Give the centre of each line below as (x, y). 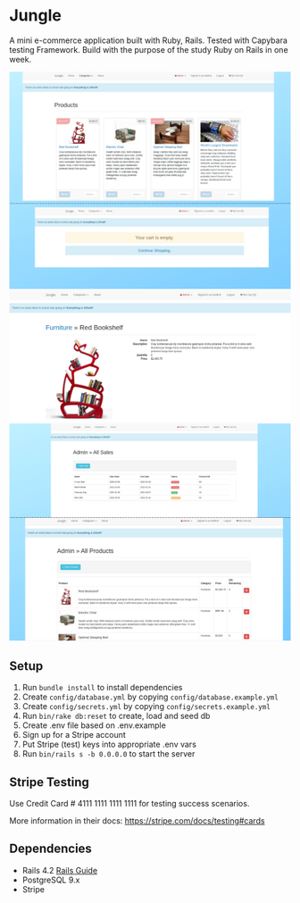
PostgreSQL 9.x (51, 880)
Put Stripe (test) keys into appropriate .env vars (109, 744)
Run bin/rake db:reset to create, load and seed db (116, 716)
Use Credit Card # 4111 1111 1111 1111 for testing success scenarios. (129, 803)
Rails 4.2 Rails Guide (60, 870)
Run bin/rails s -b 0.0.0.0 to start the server (108, 754)
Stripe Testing (49, 782)
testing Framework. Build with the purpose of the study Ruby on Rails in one (149, 49)
